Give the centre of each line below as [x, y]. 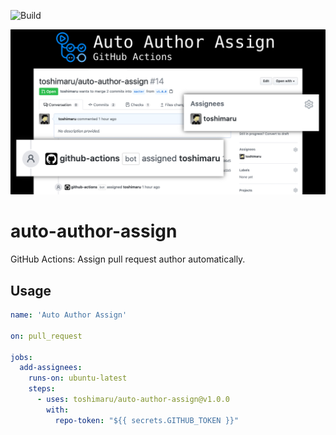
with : [58, 410]
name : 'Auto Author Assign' [69, 315]
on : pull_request [46, 336]
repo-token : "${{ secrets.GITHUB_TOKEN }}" [147, 420]
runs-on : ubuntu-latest [78, 378]
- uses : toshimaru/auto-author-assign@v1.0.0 [133, 400]
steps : [42, 389]
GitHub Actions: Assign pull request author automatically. [128, 259]
